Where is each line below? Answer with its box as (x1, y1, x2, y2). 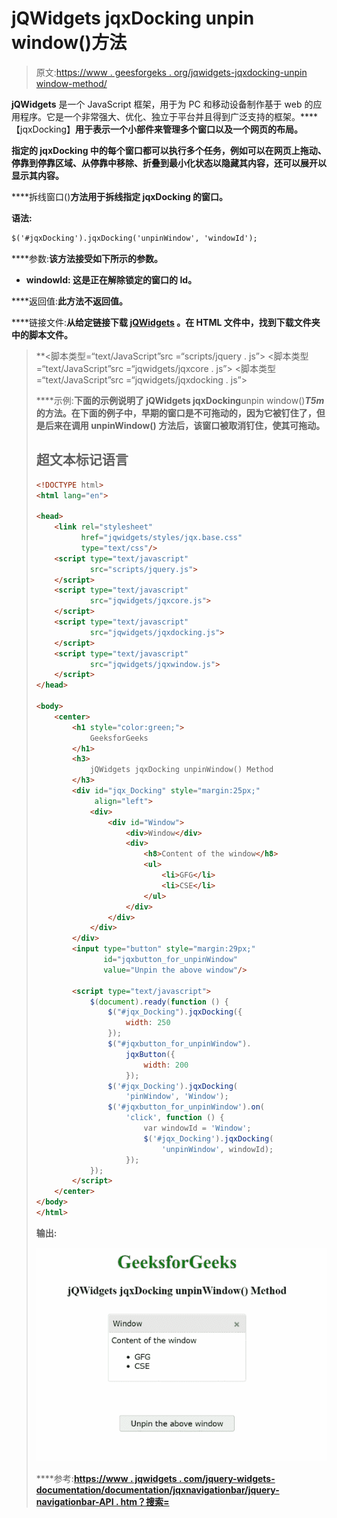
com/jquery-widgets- (183, 1472, 276, 1484)
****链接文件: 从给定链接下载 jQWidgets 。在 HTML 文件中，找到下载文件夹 (11, 316, 321, 328)
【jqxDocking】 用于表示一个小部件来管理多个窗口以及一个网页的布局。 (11, 123, 304, 135)
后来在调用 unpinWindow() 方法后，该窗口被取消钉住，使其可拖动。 (44, 419, 326, 431)
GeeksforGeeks (89, 733, 149, 743)
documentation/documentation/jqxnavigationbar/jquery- (35, 1483, 280, 1496)
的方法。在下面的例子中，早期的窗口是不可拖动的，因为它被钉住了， (35, 407, 317, 419)
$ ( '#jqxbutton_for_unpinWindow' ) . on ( (107, 1102, 265, 1112)
